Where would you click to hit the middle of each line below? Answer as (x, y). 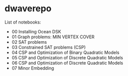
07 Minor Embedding (33, 68)
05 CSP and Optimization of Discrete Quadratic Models (67, 57)
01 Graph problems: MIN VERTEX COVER (53, 37)
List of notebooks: (23, 22)
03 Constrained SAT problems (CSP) (49, 47)
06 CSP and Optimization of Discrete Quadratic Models (67, 63)
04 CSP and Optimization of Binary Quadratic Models (65, 52)
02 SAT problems (29, 42)
